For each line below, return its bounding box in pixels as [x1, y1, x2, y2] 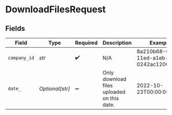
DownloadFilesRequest [5, 4, 106, 15]
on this [102, 95, 119, 102]
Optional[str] [39, 85, 70, 92]
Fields [5, 24, 26, 33]
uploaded [102, 88, 125, 95]
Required [75, 40, 98, 46]
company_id [8, 55, 34, 61]
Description [102, 40, 132, 46]
